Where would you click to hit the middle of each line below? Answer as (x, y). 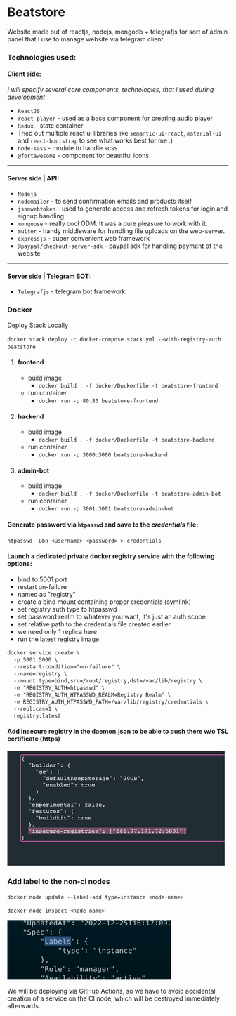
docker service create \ (44, 653)
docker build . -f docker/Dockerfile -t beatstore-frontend (128, 386)
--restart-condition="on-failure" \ (67, 667)
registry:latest (37, 716)
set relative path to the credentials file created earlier (94, 624)
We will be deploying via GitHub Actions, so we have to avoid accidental (111, 991)
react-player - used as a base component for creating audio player (115, 118)
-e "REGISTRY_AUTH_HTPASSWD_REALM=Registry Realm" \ (92, 695)
